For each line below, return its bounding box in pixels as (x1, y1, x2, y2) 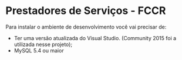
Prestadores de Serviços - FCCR (5, 4, 166, 17)
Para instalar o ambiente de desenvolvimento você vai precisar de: (5, 23, 167, 30)
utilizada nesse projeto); (14, 41, 73, 48)
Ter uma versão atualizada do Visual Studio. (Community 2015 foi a (14, 34, 177, 41)
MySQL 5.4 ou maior (14, 47, 64, 54)
